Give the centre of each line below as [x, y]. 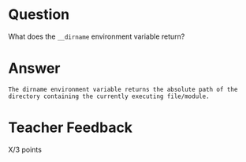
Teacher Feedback [70, 128]
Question [39, 15]
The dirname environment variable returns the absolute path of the [123, 89]
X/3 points [25, 149]
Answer [34, 68]
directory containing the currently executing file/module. [109, 96]
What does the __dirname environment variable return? [97, 36]
